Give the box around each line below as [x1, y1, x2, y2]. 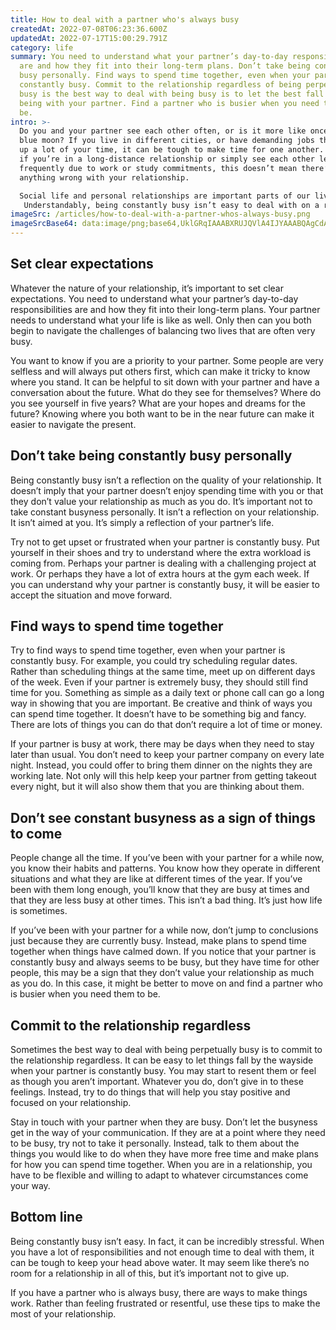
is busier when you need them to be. [10, 988, 161, 1000]
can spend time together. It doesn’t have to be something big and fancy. [10, 708, 307, 720]
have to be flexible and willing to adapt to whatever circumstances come [10, 1169, 309, 1181]
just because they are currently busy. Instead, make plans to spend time [10, 935, 307, 947]
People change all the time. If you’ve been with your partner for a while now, [10, 852, 325, 864]
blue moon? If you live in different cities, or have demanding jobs [19, 136, 315, 146]
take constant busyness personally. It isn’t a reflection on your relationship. [10, 506, 320, 518]
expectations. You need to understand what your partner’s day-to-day [10, 292, 299, 305]
